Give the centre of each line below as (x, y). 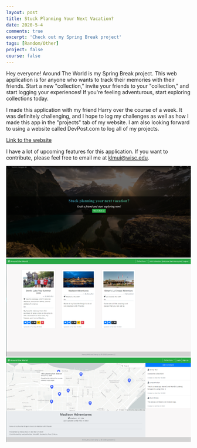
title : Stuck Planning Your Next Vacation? (60, 19)
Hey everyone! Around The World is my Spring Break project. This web (91, 73)
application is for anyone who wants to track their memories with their (90, 79)
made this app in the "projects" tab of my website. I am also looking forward (98, 122)
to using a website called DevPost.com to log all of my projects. (83, 128)
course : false (23, 56)
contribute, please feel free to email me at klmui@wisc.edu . (78, 157)
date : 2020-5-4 (25, 25)
